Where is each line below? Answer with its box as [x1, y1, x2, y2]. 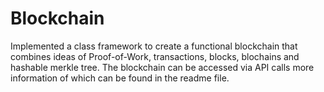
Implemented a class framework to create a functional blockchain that [10, 40, 298, 52]
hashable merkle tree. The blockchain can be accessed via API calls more [10, 61, 315, 73]
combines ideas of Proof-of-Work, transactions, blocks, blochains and [10, 50, 300, 62]
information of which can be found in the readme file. [10, 72, 230, 84]
